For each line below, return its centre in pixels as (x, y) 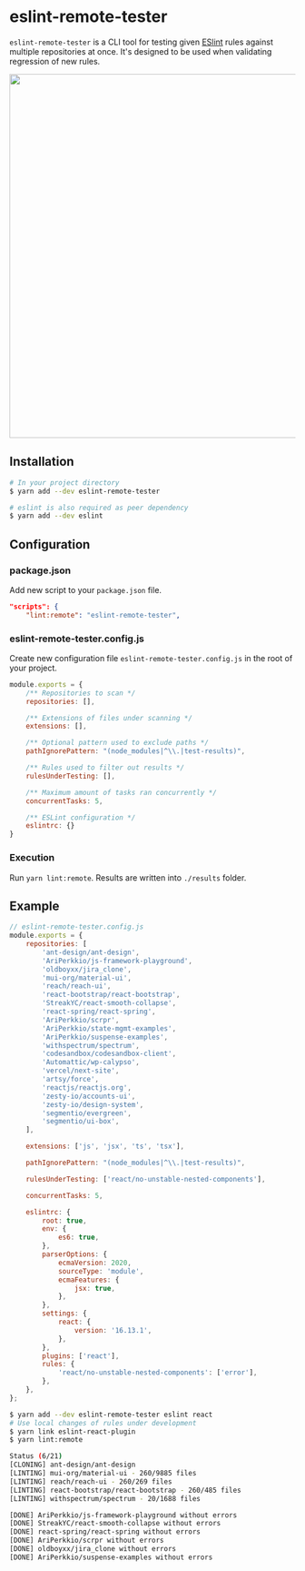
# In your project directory (64, 483)
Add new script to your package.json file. (85, 589)
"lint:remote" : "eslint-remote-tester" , (103, 615)
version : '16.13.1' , (113, 1330)
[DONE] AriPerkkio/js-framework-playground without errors (123, 1515)
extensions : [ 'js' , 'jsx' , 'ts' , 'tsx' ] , (105, 1147)
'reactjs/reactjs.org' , (87, 1088)
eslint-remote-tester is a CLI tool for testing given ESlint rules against (142, 42)
